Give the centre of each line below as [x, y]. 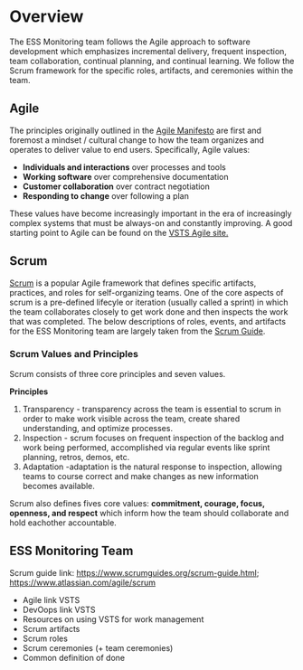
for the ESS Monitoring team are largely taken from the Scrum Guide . [137, 331]
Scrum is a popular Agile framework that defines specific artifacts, [133, 283]
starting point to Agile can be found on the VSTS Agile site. [119, 232]
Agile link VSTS [51, 599]
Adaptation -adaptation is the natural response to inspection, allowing [152, 467]
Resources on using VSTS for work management [113, 619]
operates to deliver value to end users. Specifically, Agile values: [130, 149]
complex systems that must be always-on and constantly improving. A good [151, 222]
